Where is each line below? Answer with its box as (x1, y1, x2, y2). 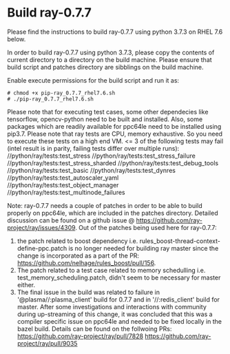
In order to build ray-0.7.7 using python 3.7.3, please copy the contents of (7, 48, 215, 56)
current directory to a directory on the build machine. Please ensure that (7, 55, 212, 63)
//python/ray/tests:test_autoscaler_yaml (7, 174, 119, 182)
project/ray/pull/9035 (17, 339, 78, 347)
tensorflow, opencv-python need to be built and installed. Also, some (7, 115, 203, 123)
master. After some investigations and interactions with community (17, 302, 207, 311)
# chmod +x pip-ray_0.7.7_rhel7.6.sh (7, 90, 116, 96)
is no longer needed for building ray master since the (68, 244, 219, 252)
